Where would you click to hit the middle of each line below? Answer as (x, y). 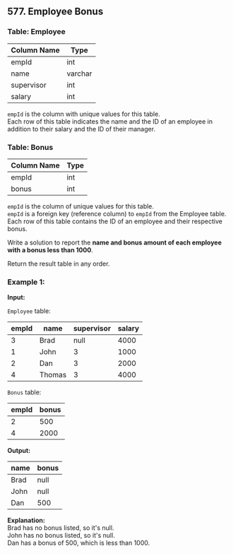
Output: (19, 451)
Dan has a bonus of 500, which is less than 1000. (79, 543)
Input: (16, 297)
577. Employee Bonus (55, 12)
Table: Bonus (30, 147)
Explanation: (26, 520)
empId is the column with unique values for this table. (84, 114)
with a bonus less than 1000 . (50, 249)
